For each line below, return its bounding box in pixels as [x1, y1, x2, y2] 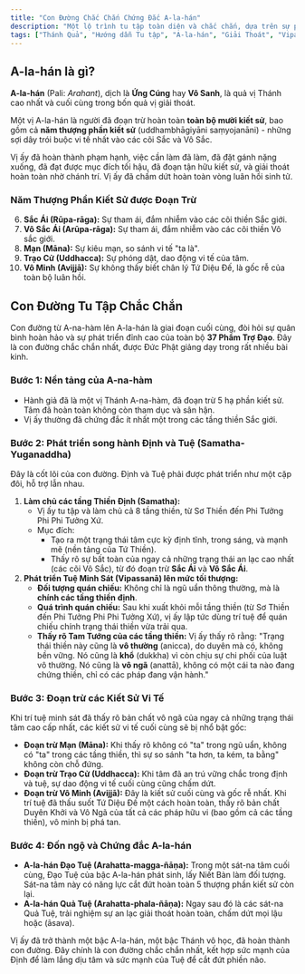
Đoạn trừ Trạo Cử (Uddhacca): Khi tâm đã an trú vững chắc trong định [23, 768, 288, 780]
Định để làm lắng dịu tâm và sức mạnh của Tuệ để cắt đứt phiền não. [10, 954, 267, 966]
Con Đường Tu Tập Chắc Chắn [10, 298, 184, 314]
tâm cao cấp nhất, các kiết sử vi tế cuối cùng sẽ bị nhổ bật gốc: [10, 722, 247, 733]
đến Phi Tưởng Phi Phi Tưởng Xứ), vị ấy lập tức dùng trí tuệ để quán [36, 611, 288, 622]
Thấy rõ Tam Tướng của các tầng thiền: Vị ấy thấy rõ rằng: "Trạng [36, 630, 285, 641]
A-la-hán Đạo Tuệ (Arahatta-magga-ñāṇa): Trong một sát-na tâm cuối [23, 860, 291, 871]
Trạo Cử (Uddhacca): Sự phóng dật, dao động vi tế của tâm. [23, 253, 250, 264]
